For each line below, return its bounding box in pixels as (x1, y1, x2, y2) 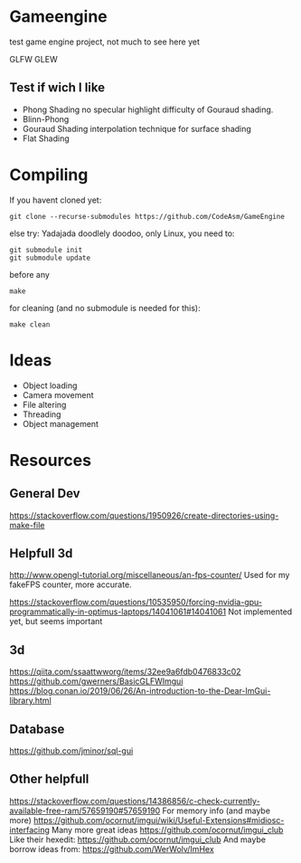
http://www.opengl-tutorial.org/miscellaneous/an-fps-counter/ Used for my (9, 570, 290, 581)
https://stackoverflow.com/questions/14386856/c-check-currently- (9, 795, 260, 806)
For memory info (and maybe (162, 805, 271, 816)
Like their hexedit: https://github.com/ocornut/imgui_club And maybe (9, 834, 267, 845)
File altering (22, 399, 67, 410)
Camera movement (22, 389, 94, 400)
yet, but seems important (9, 616, 103, 627)
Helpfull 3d (9, 545, 73, 562)
